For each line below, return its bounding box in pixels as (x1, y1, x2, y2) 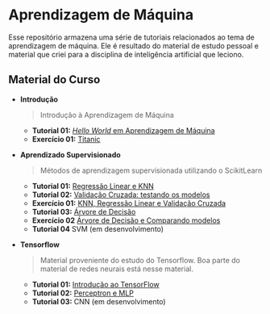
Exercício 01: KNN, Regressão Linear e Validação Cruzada (31, 198, 226, 207)
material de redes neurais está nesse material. (39, 264, 193, 274)
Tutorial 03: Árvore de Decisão (31, 207, 136, 216)
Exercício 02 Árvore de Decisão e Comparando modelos (31, 216, 221, 225)
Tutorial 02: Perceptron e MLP (31, 288, 135, 298)
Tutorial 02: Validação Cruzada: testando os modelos (31, 190, 210, 199)
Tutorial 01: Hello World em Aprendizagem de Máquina (31, 125, 215, 135)
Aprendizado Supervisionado (19, 149, 121, 159)
